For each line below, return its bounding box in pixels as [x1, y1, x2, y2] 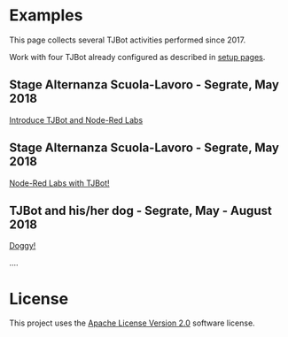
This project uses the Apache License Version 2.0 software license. [9, 318, 255, 328]
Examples [9, 5, 83, 26]
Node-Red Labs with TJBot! [9, 178, 110, 188]
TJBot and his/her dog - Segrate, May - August [9, 203, 272, 218]
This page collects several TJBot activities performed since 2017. [9, 34, 246, 45]
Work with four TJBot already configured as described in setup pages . [9, 51, 266, 62]
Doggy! [9, 241, 36, 251]
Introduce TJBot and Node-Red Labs [9, 114, 144, 125]
